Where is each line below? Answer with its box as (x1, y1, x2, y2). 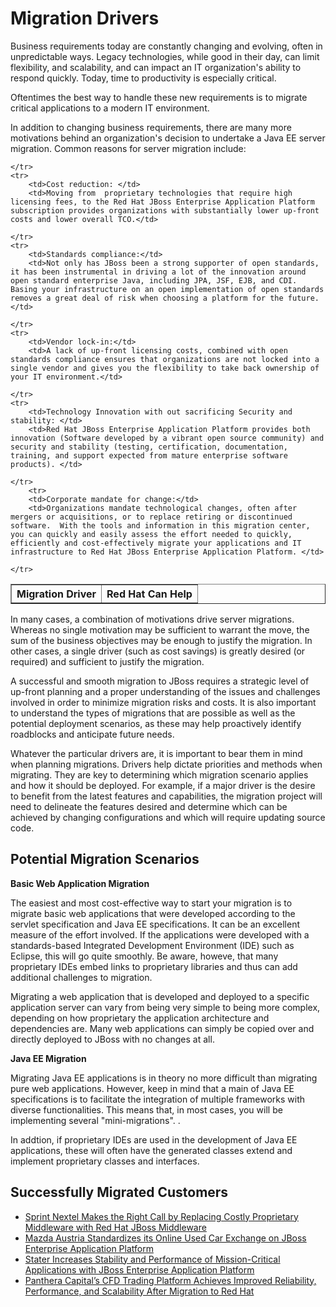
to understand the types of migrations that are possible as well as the (10, 707, 296, 719)
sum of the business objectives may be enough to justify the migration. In (10, 634, 313, 646)
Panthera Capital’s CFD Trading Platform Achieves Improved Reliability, (24, 1274, 317, 1286)
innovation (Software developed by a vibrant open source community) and (10, 433, 325, 443)
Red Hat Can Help (106, 587, 193, 601)
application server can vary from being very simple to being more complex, (10, 1001, 321, 1013)
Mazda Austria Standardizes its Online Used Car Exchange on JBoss (24, 1232, 307, 1244)
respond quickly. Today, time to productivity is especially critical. (10, 72, 277, 84)
